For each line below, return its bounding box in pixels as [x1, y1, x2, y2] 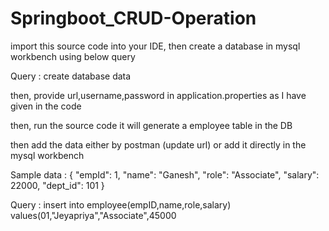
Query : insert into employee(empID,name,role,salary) [10, 198, 232, 211]
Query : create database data [10, 70, 132, 82]
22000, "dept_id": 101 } [10, 179, 105, 191]
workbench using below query [10, 50, 136, 62]
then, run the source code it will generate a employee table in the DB [10, 119, 293, 131]
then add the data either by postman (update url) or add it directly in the [10, 138, 307, 151]
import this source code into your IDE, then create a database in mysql [10, 40, 301, 52]
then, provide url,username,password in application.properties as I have [10, 89, 307, 101]
